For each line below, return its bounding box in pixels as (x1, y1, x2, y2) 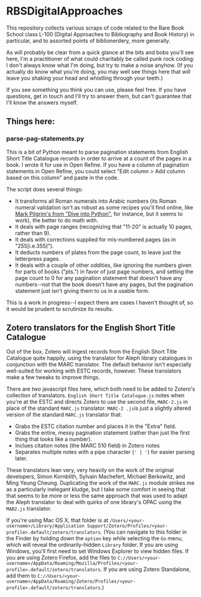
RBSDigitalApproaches (6, 4, 123, 18)
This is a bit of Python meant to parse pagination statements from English (6, 148, 188, 155)
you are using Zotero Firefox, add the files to (6, 554, 116, 561)
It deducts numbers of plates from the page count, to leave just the (14, 249, 181, 256)
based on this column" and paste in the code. (6, 174, 119, 181)
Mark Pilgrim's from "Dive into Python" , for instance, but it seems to (14, 210, 183, 217)
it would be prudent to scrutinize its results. (6, 305, 114, 312)
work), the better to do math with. (14, 216, 99, 224)
